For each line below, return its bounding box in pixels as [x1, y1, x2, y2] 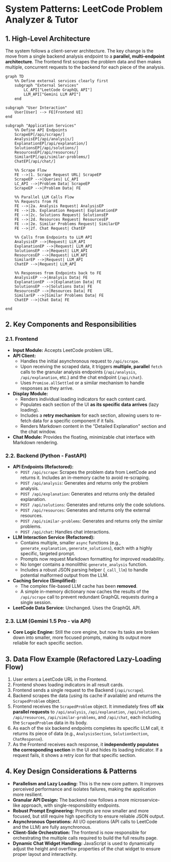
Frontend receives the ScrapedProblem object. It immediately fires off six [12, 703, 164, 710]
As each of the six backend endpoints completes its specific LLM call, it [12, 725, 164, 731]
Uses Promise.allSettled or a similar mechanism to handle [20, 379, 144, 386]
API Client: [12, 352, 36, 358]
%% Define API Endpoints [14, 128, 67, 133]
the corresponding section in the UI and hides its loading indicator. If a [12, 747, 163, 753]
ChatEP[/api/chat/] [14, 159, 56, 164]
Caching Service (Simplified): [12, 578, 77, 584]
